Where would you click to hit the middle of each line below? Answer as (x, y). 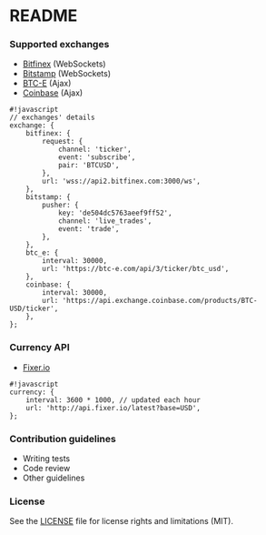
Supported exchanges (59, 45)
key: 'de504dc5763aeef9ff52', (115, 213)
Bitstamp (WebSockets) (67, 74)
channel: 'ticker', (94, 150)
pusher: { (60, 206)
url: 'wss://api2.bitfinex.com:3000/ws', (122, 182)
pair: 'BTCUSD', (89, 166)
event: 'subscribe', (97, 157)
